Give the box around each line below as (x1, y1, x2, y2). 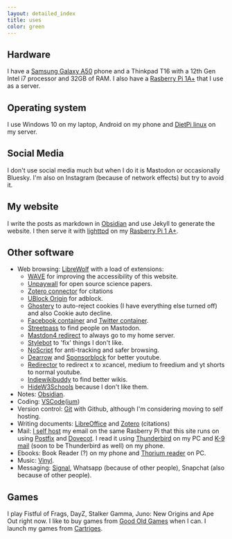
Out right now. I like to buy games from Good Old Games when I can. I (7, 517, 206, 525)
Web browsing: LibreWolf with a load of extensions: (17, 265, 164, 274)
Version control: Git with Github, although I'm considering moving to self (17, 405, 224, 413)
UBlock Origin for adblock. (27, 294, 104, 303)
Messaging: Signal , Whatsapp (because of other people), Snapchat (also (17, 463, 225, 472)
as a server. (7, 82, 41, 90)
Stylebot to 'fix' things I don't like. (27, 339, 124, 347)
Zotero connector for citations (27, 287, 114, 295)
